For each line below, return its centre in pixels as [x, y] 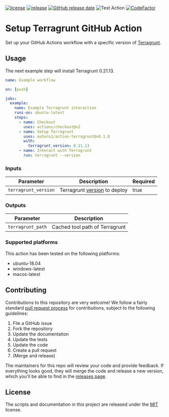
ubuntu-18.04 [27, 263]
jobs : [11, 99]
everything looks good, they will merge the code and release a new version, [84, 371]
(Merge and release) [34, 355]
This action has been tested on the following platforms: [63, 253]
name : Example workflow [30, 80]
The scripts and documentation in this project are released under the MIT [82, 404]
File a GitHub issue [32, 323]
